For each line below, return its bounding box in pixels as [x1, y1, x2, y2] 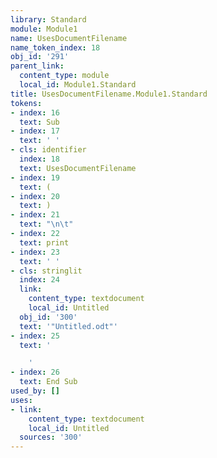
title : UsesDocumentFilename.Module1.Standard [10, 89, 208, 99]
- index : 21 [10, 210, 60, 220]
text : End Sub [19, 377, 78, 387]
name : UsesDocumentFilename [10, 33, 128, 43]
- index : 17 [10, 126, 60, 136]
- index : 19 [10, 172, 60, 183]
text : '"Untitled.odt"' [19, 321, 118, 331]
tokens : [10, 98, 43, 108]
